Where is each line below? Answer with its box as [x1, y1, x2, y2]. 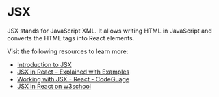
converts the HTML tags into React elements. [7, 33, 135, 42]
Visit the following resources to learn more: [7, 47, 129, 55]
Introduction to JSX [16, 60, 72, 68]
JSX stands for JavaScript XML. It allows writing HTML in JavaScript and [7, 27, 212, 35]
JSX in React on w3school [16, 82, 91, 90]
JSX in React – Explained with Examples [16, 68, 130, 76]
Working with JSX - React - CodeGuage [16, 74, 130, 83]
